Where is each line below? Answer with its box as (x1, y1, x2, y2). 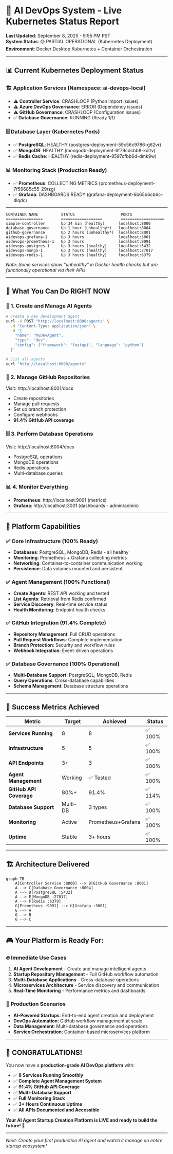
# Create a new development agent (6, 314, 80, 319)
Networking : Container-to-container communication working (13, 560, 143, 566)
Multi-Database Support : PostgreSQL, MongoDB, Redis (13, 672, 132, 678)
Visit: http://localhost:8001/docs (6, 385, 73, 391)
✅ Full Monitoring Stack (13, 1095, 65, 1101)
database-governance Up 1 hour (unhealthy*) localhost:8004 (6, 226, 151, 231)
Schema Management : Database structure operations (13, 683, 128, 689)
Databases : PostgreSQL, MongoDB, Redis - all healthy (13, 549, 129, 555)
